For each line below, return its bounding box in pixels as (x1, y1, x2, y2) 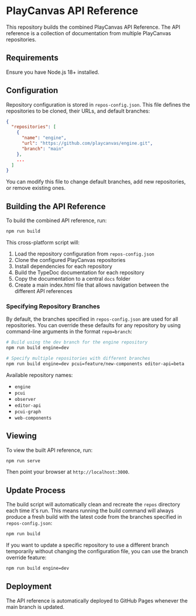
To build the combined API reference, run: (6, 217, 107, 224)
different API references (14, 288, 73, 294)
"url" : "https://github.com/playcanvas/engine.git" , (21, 141, 153, 147)
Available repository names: (6, 371, 73, 379)
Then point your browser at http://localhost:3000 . (6, 468, 130, 475)
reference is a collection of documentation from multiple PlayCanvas (6, 29, 171, 36)
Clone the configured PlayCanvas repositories (14, 257, 126, 263)
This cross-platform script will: (6, 239, 80, 246)
